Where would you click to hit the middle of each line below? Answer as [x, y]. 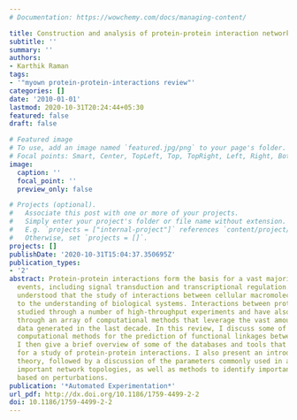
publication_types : [45, 263]
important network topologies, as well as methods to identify [136, 369]
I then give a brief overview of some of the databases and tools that [152, 345]
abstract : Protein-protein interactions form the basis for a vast [136, 279]
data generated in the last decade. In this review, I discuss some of [152, 328]
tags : [19, 75]
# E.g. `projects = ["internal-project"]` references [114, 230]
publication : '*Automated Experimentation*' [92, 386]
